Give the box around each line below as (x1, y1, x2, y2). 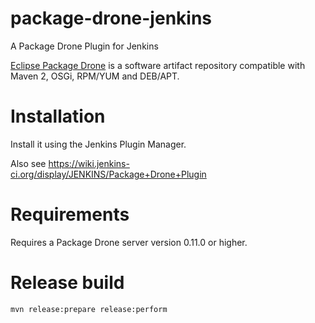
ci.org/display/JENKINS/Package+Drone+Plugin (10, 168, 207, 180)
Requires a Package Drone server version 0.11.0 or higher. (10, 236, 248, 248)
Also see (10, 157, 47, 169)
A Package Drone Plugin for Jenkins (10, 40, 159, 52)
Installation (10, 105, 106, 128)
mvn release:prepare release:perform (10, 304, 168, 314)
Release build (10, 272, 125, 294)
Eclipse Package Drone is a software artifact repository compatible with (10, 59, 306, 71)
